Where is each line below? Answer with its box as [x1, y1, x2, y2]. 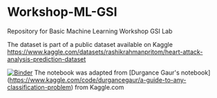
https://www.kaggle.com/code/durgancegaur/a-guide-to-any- [9, 75, 187, 84]
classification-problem [7, 83, 71, 91]
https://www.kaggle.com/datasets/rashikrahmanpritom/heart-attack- [7, 48, 203, 56]
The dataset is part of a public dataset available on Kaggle [7, 40, 173, 48]
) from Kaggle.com [70, 83, 124, 91]
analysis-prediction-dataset [7, 55, 86, 63]
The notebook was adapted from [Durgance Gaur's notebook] [34, 68, 211, 77]
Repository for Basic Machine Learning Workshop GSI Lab [7, 27, 173, 35]
